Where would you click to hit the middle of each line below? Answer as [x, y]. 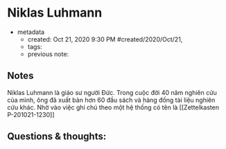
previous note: [48, 54]
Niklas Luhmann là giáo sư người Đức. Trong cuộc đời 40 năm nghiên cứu [112, 92]
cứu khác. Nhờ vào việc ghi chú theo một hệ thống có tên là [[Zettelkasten [113, 107]
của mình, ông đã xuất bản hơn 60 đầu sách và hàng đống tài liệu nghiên [111, 100]
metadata [31, 32]
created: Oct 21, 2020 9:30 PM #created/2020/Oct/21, [105, 39]
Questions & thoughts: [57, 137]
